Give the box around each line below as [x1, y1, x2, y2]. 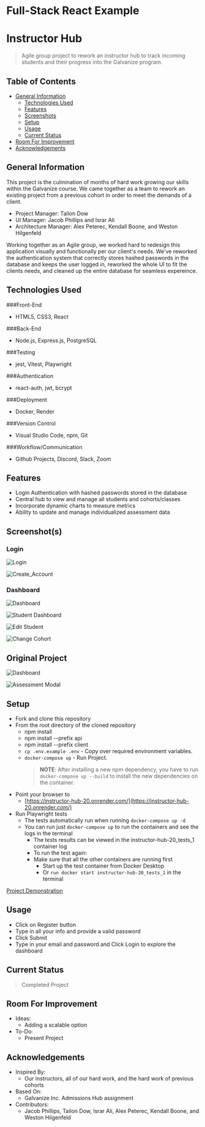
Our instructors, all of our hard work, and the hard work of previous [24, 1075, 194, 1082]
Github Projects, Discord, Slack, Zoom [15, 455, 111, 463]
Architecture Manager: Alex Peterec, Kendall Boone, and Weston [15, 223, 178, 230]
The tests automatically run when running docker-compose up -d [24, 816, 185, 824]
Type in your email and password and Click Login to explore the [15, 940, 176, 948]
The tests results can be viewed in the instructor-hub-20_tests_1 [33, 836, 195, 843]
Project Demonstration [6, 887, 63, 894]
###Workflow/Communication [6, 443, 83, 450]
